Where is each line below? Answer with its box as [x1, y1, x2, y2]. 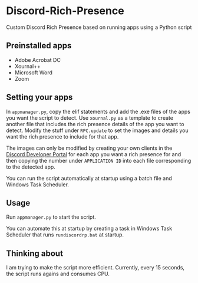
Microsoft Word [14, 69, 53, 76]
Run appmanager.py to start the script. [6, 213, 96, 221]
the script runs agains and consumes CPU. [6, 270, 110, 278]
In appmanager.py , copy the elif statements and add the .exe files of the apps [6, 108, 190, 115]
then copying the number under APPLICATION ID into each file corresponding [6, 157, 192, 164]
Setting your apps [6, 93, 73, 103]
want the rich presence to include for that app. [6, 133, 119, 140]
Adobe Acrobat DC [14, 56, 61, 63]
